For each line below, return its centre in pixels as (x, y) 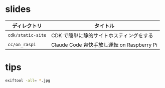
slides (18, 9)
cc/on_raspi (22, 44)
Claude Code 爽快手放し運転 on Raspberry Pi (104, 45)
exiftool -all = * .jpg (28, 81)
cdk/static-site (27, 35)
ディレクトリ (27, 26)
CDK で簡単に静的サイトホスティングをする (102, 35)
